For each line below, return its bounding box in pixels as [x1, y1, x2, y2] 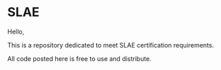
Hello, [7, 27, 25, 36]
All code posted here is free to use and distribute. [7, 54, 152, 63]
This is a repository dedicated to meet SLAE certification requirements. [7, 41, 215, 49]
